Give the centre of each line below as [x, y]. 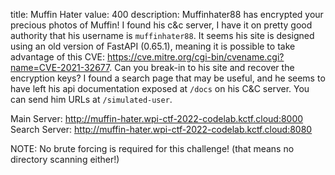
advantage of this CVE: [58, 57]
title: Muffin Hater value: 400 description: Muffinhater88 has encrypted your [167, 14]
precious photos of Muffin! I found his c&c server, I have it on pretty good [161, 25]
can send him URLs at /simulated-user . [91, 99]
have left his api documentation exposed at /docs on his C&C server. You [160, 88]
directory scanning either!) [65, 159]
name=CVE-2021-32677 [60, 67]
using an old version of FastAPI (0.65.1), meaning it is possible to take [153, 46]
